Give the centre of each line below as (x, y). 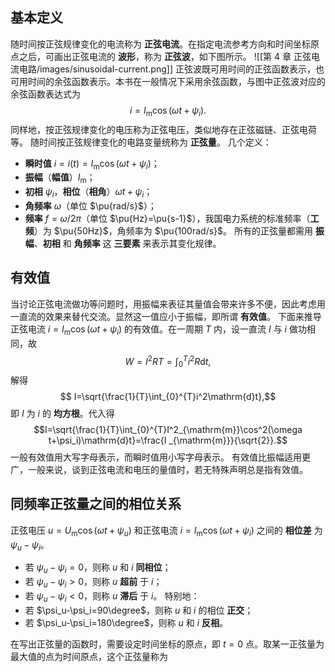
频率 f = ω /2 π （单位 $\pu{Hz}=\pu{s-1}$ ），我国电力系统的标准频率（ (167, 218)
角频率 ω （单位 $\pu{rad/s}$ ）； (90, 206)
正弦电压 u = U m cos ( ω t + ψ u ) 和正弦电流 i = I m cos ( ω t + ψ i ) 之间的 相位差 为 (166, 531)
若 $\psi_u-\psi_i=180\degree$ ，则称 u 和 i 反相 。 (126, 622)
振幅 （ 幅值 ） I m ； (60, 178)
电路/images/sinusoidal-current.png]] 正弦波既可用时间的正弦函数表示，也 (171, 69)
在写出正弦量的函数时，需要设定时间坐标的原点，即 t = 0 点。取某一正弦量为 (167, 644)
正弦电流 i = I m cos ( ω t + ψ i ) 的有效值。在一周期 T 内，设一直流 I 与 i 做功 (158, 330)
